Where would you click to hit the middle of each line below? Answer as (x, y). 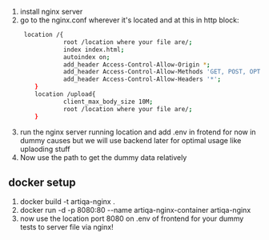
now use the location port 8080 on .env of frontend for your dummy (132, 218)
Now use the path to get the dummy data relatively (103, 157)
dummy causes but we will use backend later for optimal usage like (130, 140)
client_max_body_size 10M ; (108, 102)
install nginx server (51, 12)
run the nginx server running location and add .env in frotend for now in (138, 132)
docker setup (42, 182)
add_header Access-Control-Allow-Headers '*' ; (142, 79)
